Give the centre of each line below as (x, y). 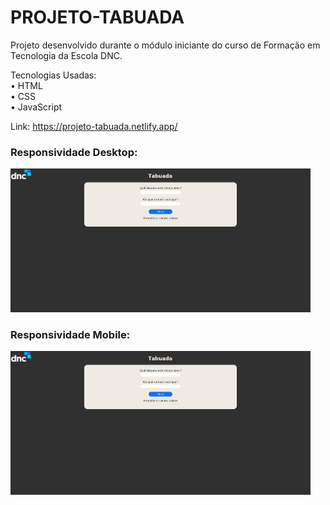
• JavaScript (36, 107)
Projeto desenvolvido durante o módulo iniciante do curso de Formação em (165, 45)
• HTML (26, 85)
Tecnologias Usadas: (53, 75)
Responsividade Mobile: (70, 335)
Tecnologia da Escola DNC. (66, 55)
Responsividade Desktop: (74, 152)
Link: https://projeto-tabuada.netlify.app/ (94, 126)
